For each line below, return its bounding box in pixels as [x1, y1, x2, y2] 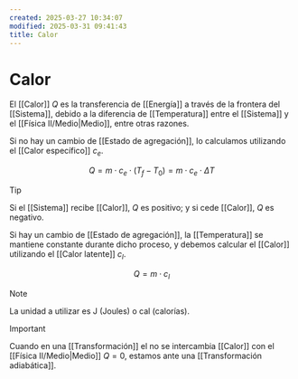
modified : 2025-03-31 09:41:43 [9, 22, 127, 31]
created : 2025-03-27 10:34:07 [9, 13, 124, 23]
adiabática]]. [9, 359, 57, 371]
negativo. [9, 212, 44, 223]
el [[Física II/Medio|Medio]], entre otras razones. [9, 118, 190, 129]
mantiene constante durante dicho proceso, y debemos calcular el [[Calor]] [9, 239, 291, 250]
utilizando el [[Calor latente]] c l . [9, 248, 126, 261]
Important [9, 323, 46, 334]
